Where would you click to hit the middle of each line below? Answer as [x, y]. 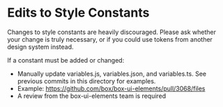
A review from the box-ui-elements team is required [92, 96]
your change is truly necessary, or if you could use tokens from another [110, 39]
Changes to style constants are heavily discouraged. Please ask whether [112, 32]
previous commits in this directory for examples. [86, 81]
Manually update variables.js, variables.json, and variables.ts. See [112, 74]
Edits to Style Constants [78, 13]
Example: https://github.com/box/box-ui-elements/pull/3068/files [111, 88]
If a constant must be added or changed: [66, 60]
